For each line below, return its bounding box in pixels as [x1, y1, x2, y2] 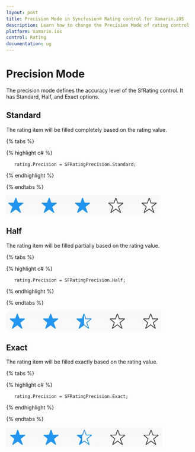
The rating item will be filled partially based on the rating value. [6, 242, 160, 249]
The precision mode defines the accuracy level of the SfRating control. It [6, 87, 184, 94]
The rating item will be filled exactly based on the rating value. [6, 358, 158, 365]
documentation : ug [6, 41, 52, 47]
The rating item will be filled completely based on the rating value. [6, 126, 168, 133]
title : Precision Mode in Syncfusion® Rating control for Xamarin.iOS [6, 15, 184, 22]
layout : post [6, 10, 39, 15]
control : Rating [6, 34, 46, 41]
